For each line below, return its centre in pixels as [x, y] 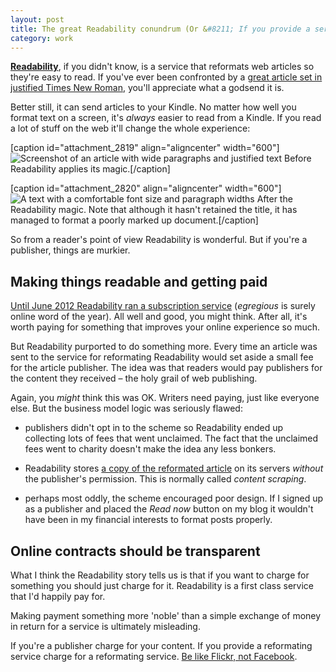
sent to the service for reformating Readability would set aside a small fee [162, 357]
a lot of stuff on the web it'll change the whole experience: [130, 128]
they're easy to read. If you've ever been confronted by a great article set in [166, 77]
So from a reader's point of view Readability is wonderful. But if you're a [159, 240]
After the [274, 199]
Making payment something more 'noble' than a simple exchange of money [166, 615]
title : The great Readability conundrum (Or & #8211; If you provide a [160, 29]
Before [298, 158]
